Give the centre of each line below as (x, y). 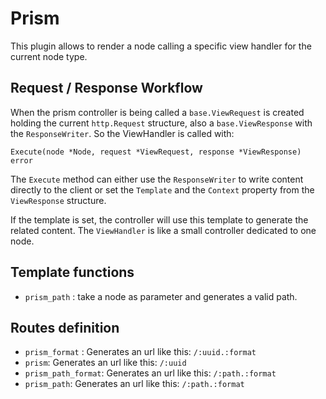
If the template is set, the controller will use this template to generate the (159, 219)
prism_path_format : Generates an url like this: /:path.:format (150, 373)
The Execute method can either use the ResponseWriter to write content (157, 179)
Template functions (72, 272)
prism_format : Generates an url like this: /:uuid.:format (140, 352)
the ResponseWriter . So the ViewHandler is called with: (122, 133)
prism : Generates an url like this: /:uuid (105, 363)
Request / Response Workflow (106, 88)
